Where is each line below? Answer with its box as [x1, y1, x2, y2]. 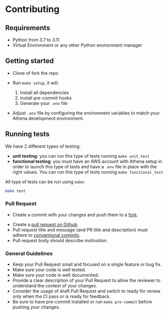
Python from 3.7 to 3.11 [12, 37, 60, 43]
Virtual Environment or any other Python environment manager [12, 42, 142, 48]
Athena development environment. [12, 115, 84, 121]
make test [5, 188, 26, 193]
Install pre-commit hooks [20, 94, 72, 101]
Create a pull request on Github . [12, 221, 79, 227]
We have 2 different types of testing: [5, 143, 81, 149]
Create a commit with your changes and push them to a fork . [12, 212, 138, 218]
